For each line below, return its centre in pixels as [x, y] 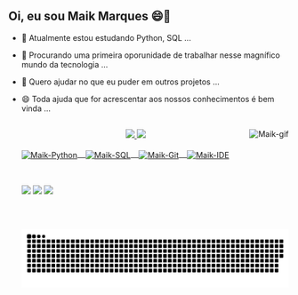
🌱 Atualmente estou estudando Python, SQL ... [106, 37]
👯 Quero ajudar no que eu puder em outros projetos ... [120, 82]
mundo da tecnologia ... [64, 64]
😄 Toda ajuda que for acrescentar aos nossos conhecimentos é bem [148, 99]
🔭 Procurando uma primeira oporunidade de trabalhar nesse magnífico [151, 55]
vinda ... [36, 108]
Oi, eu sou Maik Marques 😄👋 [90, 16]
